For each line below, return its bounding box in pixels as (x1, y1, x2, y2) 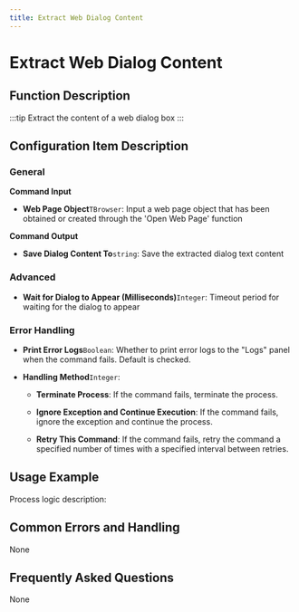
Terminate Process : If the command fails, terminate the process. (35, 388, 279, 399)
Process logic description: (9, 493, 107, 504)
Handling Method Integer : (22, 371, 121, 382)
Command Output (9, 231, 79, 242)
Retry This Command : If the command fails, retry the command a (35, 434, 281, 445)
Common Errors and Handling (9, 520, 180, 535)
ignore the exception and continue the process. (35, 416, 213, 426)
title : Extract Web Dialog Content (9, 13, 144, 23)
